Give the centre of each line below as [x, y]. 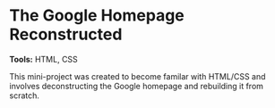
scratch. [25, 96]
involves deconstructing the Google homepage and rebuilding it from [137, 86]
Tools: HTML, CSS [43, 59]
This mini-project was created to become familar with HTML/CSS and [137, 76]
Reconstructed [66, 34]
